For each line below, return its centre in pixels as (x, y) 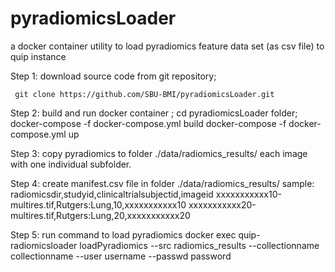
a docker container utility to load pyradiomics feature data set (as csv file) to (167, 46)
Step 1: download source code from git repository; (113, 76)
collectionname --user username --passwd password (121, 256)
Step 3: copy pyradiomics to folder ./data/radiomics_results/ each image (159, 153)
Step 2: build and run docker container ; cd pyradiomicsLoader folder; (154, 113)
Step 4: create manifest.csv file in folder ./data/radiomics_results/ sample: (162, 183)
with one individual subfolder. (71, 164)
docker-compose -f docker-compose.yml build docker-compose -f (148, 123)
